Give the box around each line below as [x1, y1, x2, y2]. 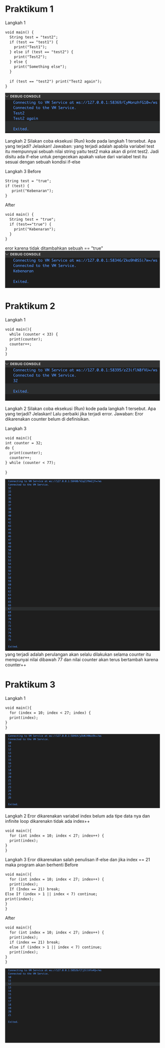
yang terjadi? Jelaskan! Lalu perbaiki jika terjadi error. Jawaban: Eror [5, 410, 144, 416]
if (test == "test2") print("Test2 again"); [9, 79, 102, 84]
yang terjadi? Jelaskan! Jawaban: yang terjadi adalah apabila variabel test [5, 143, 155, 149]
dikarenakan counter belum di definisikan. [5, 416, 90, 422]
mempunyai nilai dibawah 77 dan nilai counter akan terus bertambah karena [5, 656, 159, 662]
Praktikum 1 [5, 3, 54, 15]
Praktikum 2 [5, 301, 55, 312]
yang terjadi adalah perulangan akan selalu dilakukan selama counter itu [5, 651, 151, 657]
